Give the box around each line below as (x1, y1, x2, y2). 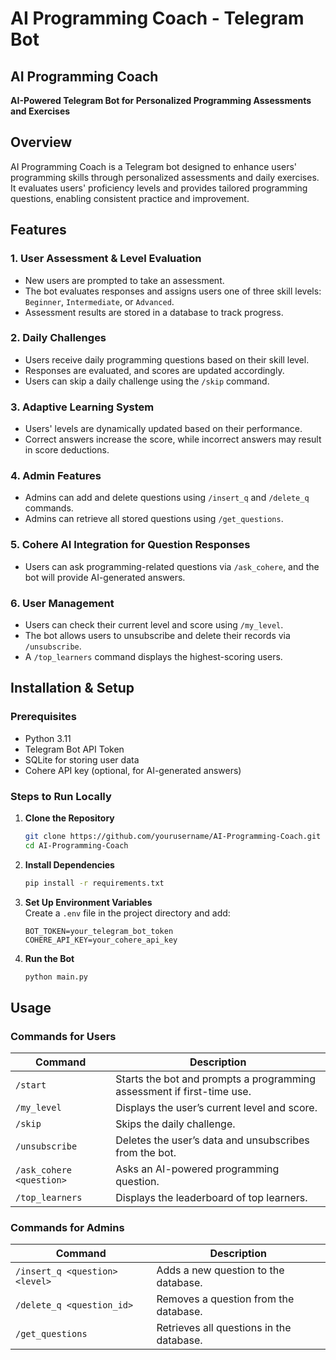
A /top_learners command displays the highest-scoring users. (24, 650, 283, 662)
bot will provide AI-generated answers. (24, 571, 186, 583)
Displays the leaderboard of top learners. (115, 1191, 308, 1205)
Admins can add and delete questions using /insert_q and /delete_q (24, 492, 310, 504)
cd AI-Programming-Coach (24, 840, 129, 851)
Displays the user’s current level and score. (115, 1101, 318, 1115)
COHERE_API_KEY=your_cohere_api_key (24, 935, 178, 945)
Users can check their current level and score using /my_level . (24, 618, 284, 631)
